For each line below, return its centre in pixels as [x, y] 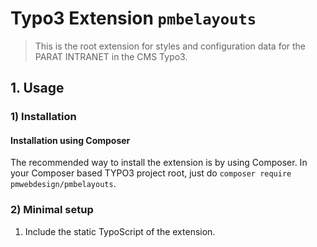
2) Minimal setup [52, 210]
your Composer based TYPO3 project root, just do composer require [151, 173]
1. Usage [37, 88]
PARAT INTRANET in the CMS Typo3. [111, 56]
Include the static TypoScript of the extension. [120, 231]
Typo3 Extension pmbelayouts [133, 18]
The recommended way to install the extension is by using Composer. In [159, 163]
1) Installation [43, 117]
